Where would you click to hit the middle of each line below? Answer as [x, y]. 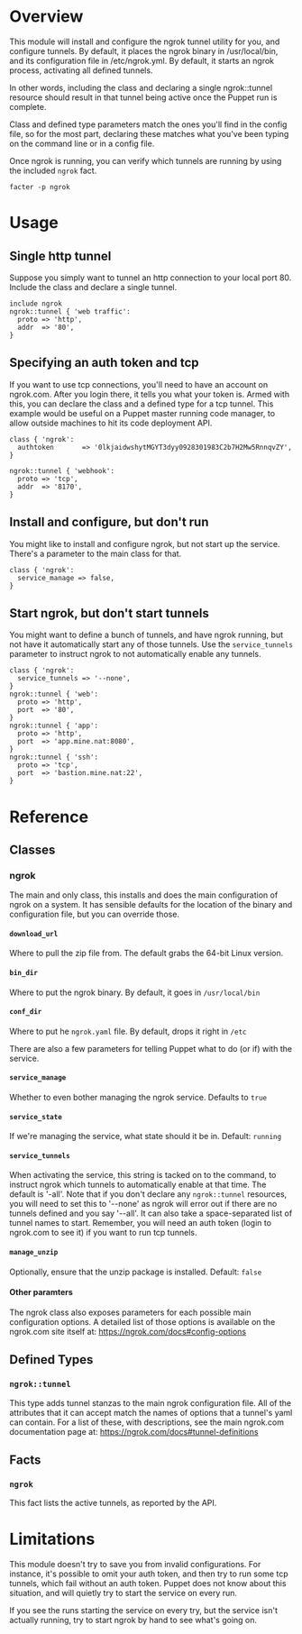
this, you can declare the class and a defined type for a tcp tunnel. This [142, 404]
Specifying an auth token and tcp [105, 363]
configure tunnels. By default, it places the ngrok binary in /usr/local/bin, [144, 50]
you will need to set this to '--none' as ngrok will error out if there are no [143, 1204]
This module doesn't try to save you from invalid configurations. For [135, 1565]
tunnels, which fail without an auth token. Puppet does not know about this [148, 1584]
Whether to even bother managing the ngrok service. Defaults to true [138, 1098]
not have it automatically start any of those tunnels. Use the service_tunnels [151, 644]
